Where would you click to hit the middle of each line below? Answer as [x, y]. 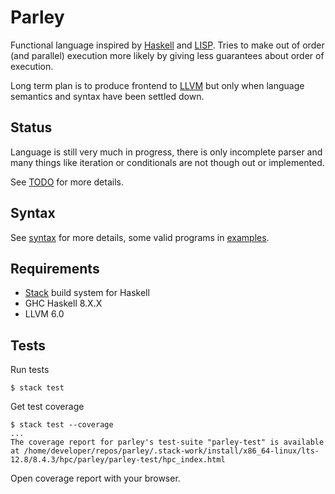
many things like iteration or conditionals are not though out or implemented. [167, 162]
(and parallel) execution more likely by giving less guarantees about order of [167, 55]
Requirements [55, 268]
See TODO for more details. [67, 182]
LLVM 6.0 [44, 314]
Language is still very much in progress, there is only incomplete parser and [166, 152]
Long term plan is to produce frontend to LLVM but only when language [157, 85]
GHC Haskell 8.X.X [63, 303]
